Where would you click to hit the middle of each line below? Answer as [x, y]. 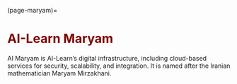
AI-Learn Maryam [60, 39]
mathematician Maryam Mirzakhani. [59, 73]
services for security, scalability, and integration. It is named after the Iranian [119, 66]
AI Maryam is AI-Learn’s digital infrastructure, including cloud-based [107, 58]
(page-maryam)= [33, 10]
